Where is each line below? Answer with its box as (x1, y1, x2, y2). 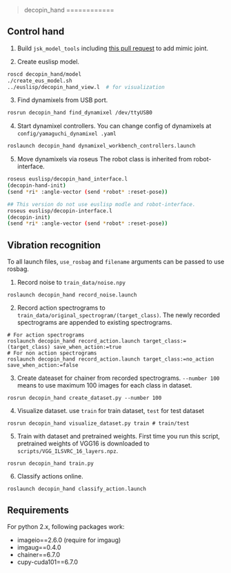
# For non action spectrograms (7, 350, 97, 357)
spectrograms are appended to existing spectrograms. (17, 319, 172, 327)
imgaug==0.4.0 (17, 543, 61, 551)
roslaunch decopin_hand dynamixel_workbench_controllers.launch (7, 143, 196, 150)
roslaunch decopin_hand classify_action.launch (7, 485, 147, 492)
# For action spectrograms (7, 332, 85, 339)
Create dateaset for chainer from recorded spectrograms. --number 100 (17, 374, 220, 382)
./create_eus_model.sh (7, 77, 72, 84)
